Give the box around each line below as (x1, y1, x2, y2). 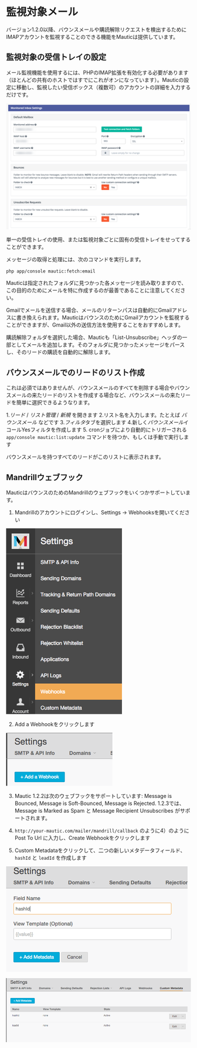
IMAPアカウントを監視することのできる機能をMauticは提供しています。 (6, 33, 179, 40)
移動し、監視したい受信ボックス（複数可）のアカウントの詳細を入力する (16, 84, 191, 91)
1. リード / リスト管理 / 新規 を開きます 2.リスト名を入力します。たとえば (6, 411, 181, 418)
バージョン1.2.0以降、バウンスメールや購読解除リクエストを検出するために (6, 26, 187, 33)
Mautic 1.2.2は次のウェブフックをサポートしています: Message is (14, 792, 172, 799)
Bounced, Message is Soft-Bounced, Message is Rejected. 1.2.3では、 (14, 800, 185, 807)
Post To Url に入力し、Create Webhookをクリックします (14, 834, 151, 841)
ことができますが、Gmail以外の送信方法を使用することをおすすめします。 (6, 321, 184, 328)
